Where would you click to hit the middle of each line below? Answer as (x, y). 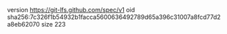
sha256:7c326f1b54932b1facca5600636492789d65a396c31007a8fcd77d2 (114, 17)
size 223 (53, 24)
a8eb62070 (23, 24)
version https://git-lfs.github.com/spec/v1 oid (71, 10)
